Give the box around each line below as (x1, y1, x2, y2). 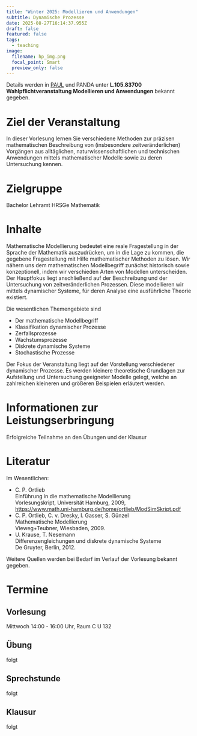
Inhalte (6, 223, 42, 237)
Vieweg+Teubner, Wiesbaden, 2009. (14, 525, 106, 532)
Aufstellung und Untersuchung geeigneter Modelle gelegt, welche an (6, 374, 177, 381)
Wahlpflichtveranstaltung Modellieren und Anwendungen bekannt (6, 88, 175, 95)
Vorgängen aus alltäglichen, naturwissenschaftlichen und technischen (6, 148, 180, 155)
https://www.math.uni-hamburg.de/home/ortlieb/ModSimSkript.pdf (14, 506, 181, 513)
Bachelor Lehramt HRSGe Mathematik (6, 202, 100, 209)
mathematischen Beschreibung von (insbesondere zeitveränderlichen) (6, 141, 181, 149)
